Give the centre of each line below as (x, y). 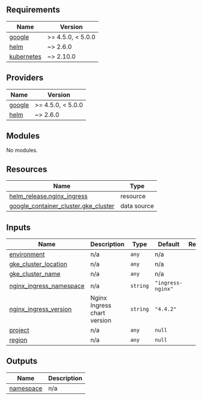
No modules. (22, 150)
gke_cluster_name (35, 274)
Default (169, 244)
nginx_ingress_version (41, 309)
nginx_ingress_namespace (47, 286)
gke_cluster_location (38, 264)
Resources (27, 169)
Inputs (19, 227)
